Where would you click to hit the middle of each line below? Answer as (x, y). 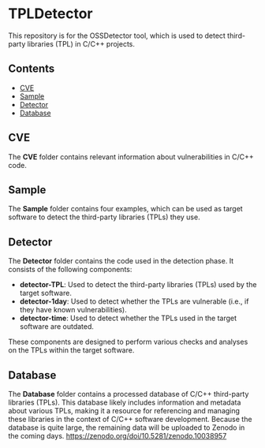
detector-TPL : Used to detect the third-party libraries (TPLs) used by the (138, 285)
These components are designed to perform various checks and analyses (128, 342)
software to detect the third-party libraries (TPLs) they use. (104, 217)
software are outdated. (57, 327)
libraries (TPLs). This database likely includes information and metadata (125, 402)
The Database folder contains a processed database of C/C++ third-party (129, 394)
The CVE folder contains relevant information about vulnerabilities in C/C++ (131, 157)
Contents (32, 69)
